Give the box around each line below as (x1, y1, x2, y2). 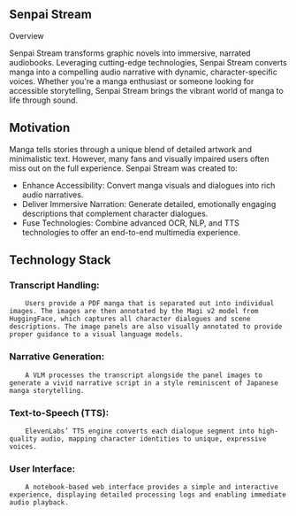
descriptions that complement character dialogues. (21, 208, 209, 219)
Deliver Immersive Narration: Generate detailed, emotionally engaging (21, 198, 277, 209)
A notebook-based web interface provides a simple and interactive (25, 482, 278, 492)
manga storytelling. (9, 386, 86, 395)
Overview (9, 30, 44, 41)
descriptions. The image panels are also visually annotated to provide (9, 322, 283, 331)
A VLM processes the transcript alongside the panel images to (25, 371, 263, 380)
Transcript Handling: (9, 279, 100, 291)
